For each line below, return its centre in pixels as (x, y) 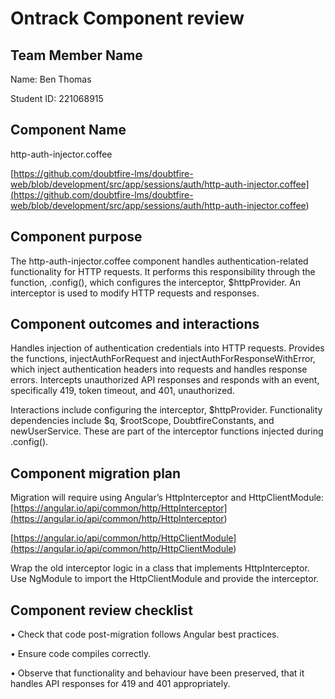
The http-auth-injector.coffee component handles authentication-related (159, 261)
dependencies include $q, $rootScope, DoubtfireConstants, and (142, 421)
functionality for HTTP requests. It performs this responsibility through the (163, 271)
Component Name (68, 130)
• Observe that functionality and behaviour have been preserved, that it (157, 673)
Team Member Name (76, 55)
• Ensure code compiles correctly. (81, 654)
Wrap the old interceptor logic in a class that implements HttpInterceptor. (160, 568)
